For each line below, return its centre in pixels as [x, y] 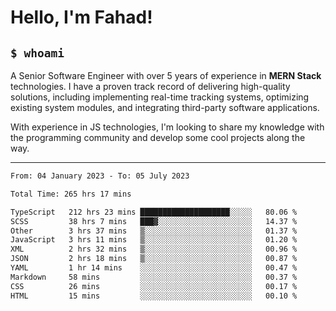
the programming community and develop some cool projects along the [158, 137]
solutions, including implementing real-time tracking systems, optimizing [160, 97]
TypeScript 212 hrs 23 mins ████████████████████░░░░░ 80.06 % [154, 212]
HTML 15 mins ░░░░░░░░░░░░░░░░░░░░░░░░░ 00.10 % [154, 296]
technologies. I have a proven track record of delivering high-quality [150, 86]
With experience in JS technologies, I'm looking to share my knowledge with [167, 127]
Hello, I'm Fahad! [81, 17]
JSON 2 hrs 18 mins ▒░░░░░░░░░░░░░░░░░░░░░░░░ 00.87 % [154, 259]
